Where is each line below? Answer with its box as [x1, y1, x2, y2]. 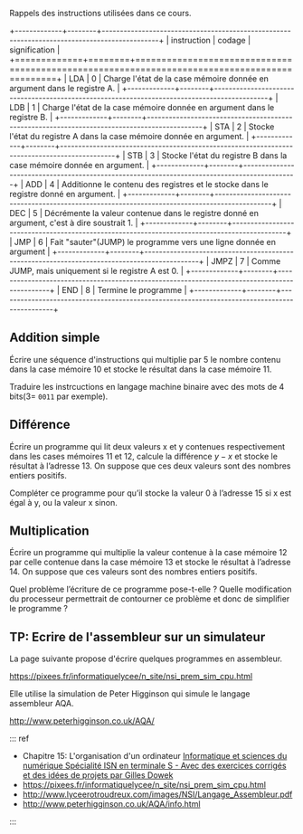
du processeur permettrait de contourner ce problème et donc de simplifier [9, 593, 290, 604]
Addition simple [9, 330, 100, 346]
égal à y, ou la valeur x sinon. [9, 497, 118, 507]
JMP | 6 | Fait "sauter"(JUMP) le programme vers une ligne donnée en [14, 237, 276, 247]
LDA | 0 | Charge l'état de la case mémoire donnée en [69, 73, 270, 84]
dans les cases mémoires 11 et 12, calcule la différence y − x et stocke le [9, 450, 279, 461]
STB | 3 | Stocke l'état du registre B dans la [127, 150, 288, 161]
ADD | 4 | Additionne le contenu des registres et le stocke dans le [25, 179, 269, 189]
